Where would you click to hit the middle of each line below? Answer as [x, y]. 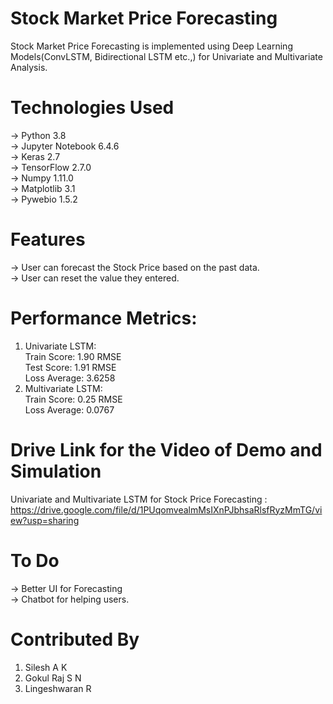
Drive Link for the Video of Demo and [166, 449]
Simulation [56, 471]
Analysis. [29, 67]
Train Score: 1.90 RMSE [73, 356]
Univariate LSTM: [60, 346]
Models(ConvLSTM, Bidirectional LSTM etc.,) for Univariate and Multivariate [166, 56]
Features [48, 239]
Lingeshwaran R [58, 688]
